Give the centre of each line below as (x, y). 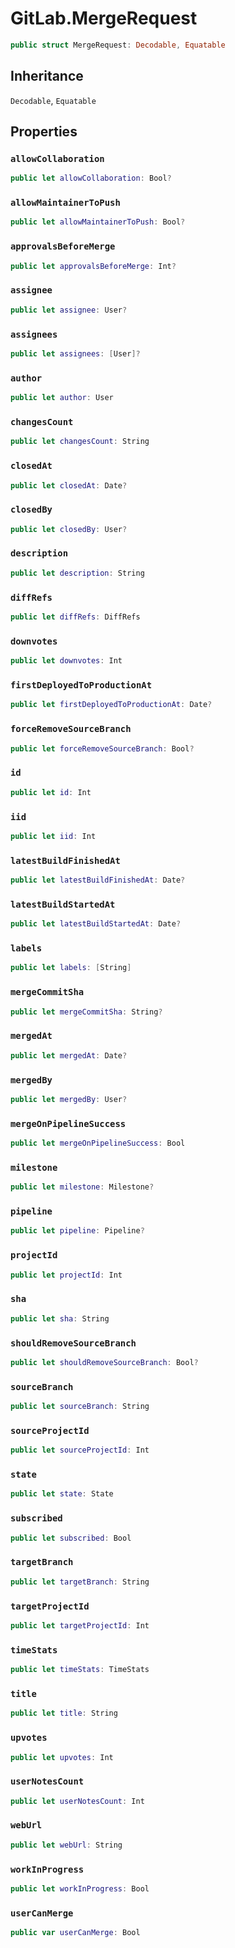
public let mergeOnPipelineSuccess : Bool (98, 1143)
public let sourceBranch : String (80, 1407)
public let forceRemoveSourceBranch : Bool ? (102, 748)
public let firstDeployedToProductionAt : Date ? (111, 705)
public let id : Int (51, 792)
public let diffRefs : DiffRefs (75, 617)
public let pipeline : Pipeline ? (77, 1231)
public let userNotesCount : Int (77, 1801)
